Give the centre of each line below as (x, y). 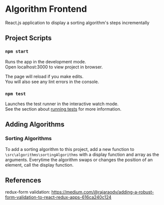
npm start (17, 52)
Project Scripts (28, 38)
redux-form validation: (28, 192)
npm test (16, 94)
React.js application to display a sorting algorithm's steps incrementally (77, 23)
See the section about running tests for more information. (63, 109)
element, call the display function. (39, 165)
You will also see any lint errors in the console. (52, 82)
